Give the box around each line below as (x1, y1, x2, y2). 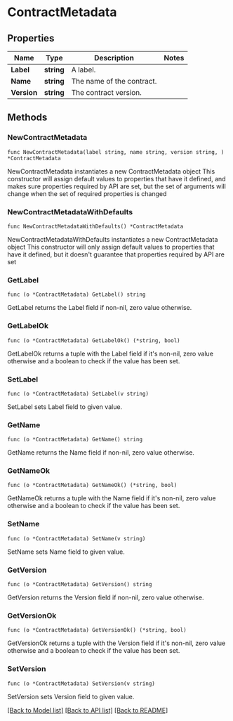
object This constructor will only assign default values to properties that (7, 242, 215, 251)
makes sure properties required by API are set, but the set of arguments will (7, 182, 226, 190)
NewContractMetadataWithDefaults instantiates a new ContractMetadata (7, 235, 218, 243)
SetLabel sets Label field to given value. (7, 402, 123, 411)
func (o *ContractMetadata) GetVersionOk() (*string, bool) (7, 627, 187, 634)
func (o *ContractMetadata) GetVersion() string (7, 581, 152, 588)
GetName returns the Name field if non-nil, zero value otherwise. (7, 448, 195, 457)
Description (94, 53, 135, 63)
